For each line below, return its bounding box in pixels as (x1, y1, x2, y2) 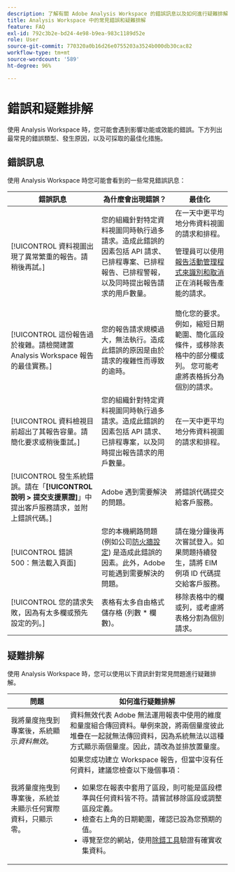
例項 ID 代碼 (174, 568, 215, 578)
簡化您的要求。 (174, 309, 225, 318)
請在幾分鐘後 (174, 526, 218, 536)
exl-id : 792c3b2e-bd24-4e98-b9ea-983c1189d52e (7, 29, 145, 37)
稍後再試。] (10, 262, 45, 272)
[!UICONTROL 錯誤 (10, 547, 73, 557)
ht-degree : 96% (7, 62, 52, 69)
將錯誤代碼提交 (174, 487, 225, 497)
